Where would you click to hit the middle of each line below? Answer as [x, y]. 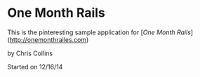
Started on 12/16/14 [35, 66]
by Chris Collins [30, 53]
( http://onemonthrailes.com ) [48, 39]
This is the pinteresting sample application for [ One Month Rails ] [100, 32]
